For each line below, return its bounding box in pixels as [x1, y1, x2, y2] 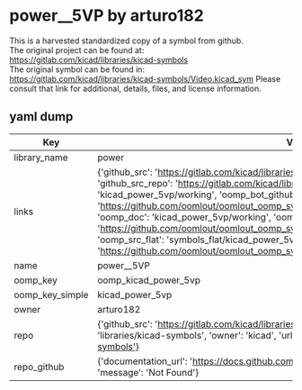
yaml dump [9, 109, 74, 124]
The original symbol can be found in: [9, 64, 146, 75]
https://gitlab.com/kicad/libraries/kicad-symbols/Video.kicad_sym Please [9, 73, 281, 84]
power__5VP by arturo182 [9, 5, 204, 26]
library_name [13, 150, 69, 163]
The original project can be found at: [9, 44, 145, 55]
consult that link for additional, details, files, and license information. [9, 83, 262, 94]
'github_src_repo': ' [97, 177, 178, 189]
